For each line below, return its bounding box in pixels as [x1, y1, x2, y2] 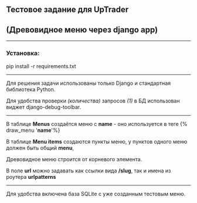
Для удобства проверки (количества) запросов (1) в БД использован [6, 97, 180, 104]
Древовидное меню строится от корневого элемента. [6, 155, 142, 162]
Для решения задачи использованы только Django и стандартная [6, 79, 171, 86]
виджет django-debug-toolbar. [6, 103, 81, 111]
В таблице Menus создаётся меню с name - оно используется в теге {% [6, 120, 188, 127]
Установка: [6, 49, 40, 58]
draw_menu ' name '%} [6, 127, 60, 134]
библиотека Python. [6, 85, 56, 93]
